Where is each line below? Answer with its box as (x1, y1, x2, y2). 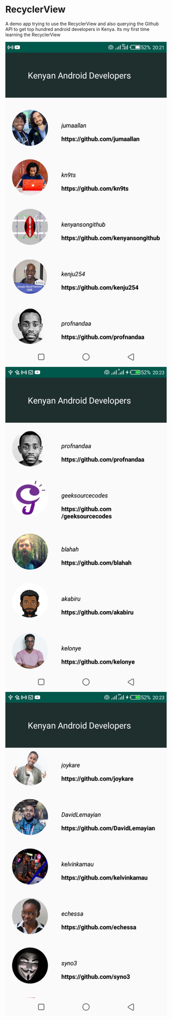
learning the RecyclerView (5, 31, 60, 38)
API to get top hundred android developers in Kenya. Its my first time (5, 26, 150, 32)
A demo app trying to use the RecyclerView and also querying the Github (5, 21, 159, 27)
